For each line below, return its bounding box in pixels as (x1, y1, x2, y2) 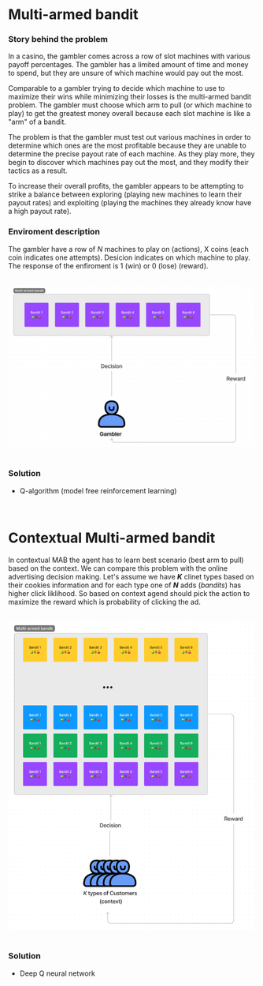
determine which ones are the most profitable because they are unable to (8, 141, 246, 151)
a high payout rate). (8, 207, 72, 216)
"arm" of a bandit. (8, 117, 67, 127)
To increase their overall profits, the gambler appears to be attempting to (8, 182, 244, 191)
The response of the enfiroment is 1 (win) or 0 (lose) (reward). (8, 261, 209, 270)
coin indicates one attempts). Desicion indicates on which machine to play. (8, 253, 250, 262)
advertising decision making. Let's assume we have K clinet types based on (8, 572, 254, 581)
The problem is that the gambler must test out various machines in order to (8, 133, 251, 142)
